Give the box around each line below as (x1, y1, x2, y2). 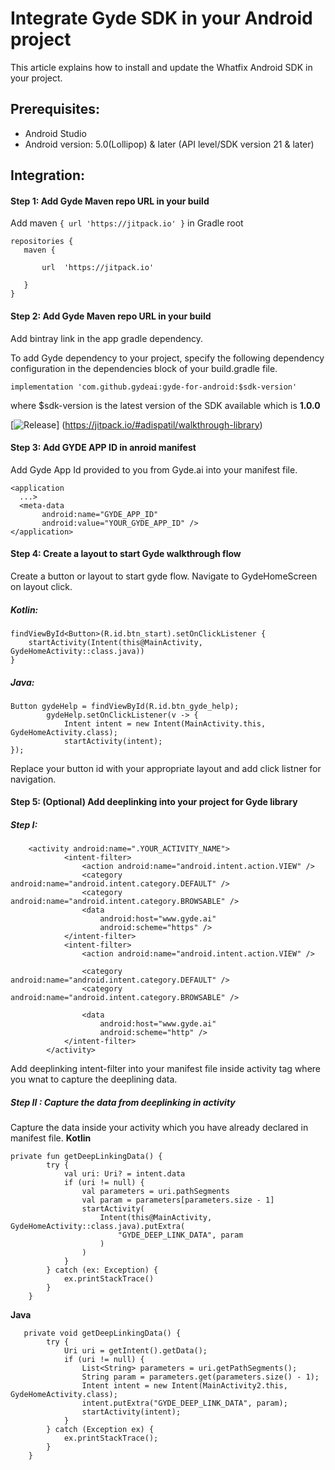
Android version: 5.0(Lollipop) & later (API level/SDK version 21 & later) (24, 138, 315, 150)
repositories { (10, 237, 74, 247)
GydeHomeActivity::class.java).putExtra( (10, 1222, 186, 1232)
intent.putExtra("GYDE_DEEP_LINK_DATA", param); (81, 1398, 288, 1409)
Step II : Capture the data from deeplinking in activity (10, 1097, 236, 1109)
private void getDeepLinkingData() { (23, 1328, 182, 1339)
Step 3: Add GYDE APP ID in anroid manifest (10, 442, 197, 454)
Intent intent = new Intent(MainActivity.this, (63, 718, 267, 729)
